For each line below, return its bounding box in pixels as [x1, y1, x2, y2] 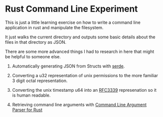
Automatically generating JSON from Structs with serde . [12, 63, 125, 69]
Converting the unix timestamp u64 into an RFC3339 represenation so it [12, 87, 157, 93]
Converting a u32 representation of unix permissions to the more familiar [12, 72, 158, 78]
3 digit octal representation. [12, 78, 68, 84]
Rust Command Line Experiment [5, 3, 138, 15]
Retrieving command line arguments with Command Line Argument [12, 101, 147, 107]
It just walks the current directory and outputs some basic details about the [5, 34, 156, 40]
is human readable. [12, 92, 51, 98]
